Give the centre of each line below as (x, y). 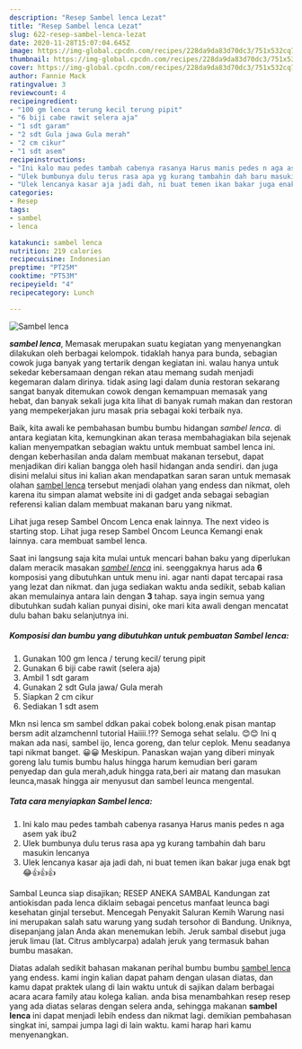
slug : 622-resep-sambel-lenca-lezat (78, 34)
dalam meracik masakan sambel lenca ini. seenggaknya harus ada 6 (136, 568)
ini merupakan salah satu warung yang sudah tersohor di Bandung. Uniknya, (151, 921)
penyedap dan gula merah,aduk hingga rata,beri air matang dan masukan (145, 771)
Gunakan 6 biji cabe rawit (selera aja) (91, 668)
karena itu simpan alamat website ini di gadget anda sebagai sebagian (139, 494)
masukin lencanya (56, 852)
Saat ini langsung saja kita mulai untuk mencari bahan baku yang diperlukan (150, 558)
